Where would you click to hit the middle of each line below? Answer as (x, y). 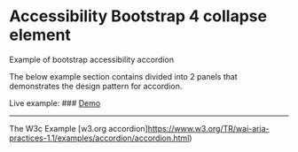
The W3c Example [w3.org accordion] (78, 128)
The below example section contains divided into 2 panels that (123, 76)
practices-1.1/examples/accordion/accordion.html (99, 138)
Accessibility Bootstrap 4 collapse (138, 16)
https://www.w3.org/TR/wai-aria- (208, 128)
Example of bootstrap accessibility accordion (92, 59)
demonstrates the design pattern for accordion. (96, 86)
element (40, 35)
